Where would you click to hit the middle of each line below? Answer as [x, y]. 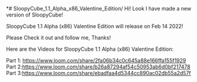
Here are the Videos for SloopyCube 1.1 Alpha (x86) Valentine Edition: [90, 49]
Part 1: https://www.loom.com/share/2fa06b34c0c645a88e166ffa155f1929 [96, 60]
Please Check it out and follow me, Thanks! [59, 37]
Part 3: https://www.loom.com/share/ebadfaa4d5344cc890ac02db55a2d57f [98, 73]
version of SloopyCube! [35, 15]
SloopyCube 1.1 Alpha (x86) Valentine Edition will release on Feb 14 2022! [95, 26]
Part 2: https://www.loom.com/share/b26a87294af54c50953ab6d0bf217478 [98, 67]
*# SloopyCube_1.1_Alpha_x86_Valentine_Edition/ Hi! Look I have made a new [99, 9]
